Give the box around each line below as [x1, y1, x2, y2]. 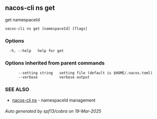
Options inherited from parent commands [5, 60, 105, 67]
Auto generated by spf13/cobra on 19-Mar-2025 [5, 108, 102, 114]
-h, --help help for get [9, 49, 64, 53]
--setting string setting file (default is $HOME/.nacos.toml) [17, 70, 153, 76]
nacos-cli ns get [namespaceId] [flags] [5, 26, 88, 31]
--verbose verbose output [17, 75, 90, 80]
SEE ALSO [5, 86, 30, 93]
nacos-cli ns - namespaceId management [12, 97, 96, 103]
